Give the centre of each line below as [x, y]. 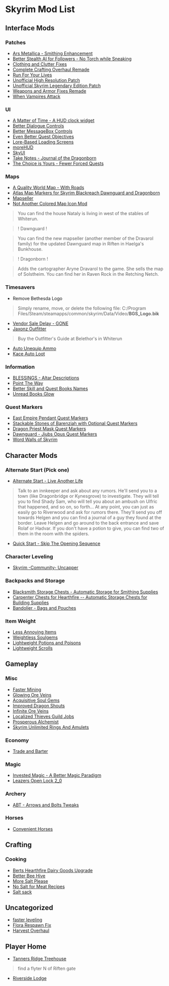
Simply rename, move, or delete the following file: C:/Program [82, 308]
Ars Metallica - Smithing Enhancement [53, 53]
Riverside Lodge [30, 978]
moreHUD [23, 147]
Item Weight [21, 621]
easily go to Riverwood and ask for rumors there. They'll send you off [90, 512]
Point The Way [28, 383]
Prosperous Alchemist [36, 721]
